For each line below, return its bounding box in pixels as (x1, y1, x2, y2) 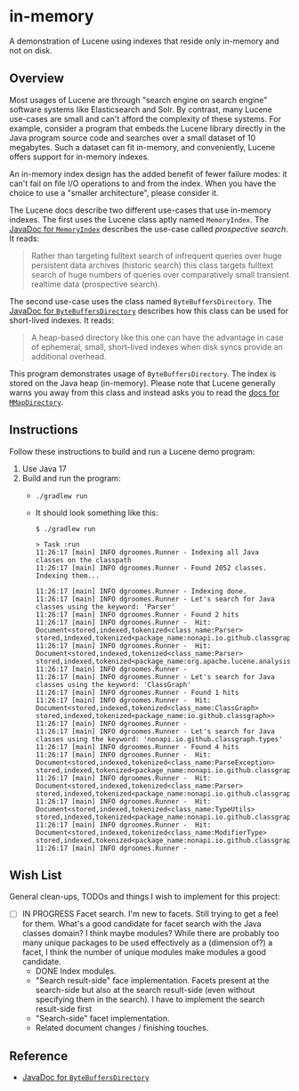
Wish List (9, 868, 62, 883)
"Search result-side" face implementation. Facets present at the (35, 975, 270, 986)
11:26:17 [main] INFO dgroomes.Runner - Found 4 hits (35, 742, 239, 751)
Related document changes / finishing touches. (35, 1022, 209, 1033)
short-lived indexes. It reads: (9, 314, 114, 326)
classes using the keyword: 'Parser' (35, 602, 176, 611)
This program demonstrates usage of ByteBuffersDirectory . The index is (9, 368, 277, 379)
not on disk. (9, 44, 53, 55)
